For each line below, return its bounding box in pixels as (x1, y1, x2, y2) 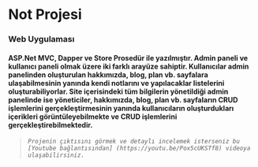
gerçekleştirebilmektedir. (8, 120, 93, 129)
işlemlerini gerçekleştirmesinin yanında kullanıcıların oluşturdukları (8, 103, 234, 113)
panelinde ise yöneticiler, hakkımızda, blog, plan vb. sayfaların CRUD (8, 95, 238, 104)
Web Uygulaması (8, 34, 75, 45)
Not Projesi (8, 6, 82, 24)
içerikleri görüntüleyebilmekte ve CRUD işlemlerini (8, 112, 178, 121)
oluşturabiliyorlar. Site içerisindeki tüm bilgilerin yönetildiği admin (8, 87, 229, 96)
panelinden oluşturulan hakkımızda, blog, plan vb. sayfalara (8, 69, 209, 80)
